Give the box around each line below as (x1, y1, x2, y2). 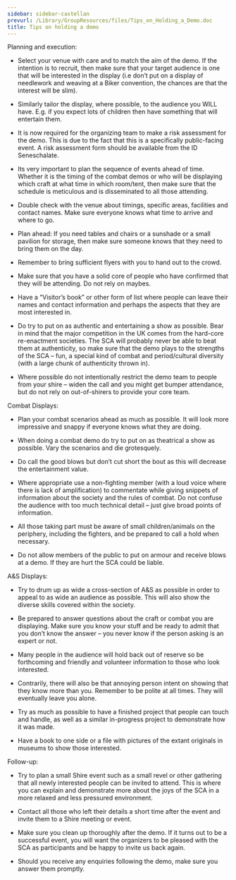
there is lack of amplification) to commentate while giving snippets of (17, 486, 218, 494)
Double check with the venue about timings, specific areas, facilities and (17, 201, 228, 209)
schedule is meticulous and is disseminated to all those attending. (17, 188, 209, 196)
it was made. (17, 723, 55, 731)
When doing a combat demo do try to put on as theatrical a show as (17, 436, 215, 445)
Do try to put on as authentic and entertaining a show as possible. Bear (17, 322, 224, 330)
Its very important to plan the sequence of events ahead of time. (17, 165, 204, 173)
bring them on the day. (17, 245, 84, 253)
